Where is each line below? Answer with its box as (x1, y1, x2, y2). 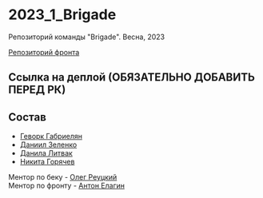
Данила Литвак (19, 148, 74, 158)
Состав (8, 110, 46, 124)
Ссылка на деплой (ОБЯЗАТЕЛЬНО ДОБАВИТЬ (8, 70, 256, 85)
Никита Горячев (19, 157, 75, 167)
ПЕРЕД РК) (8, 83, 66, 97)
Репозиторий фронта (8, 47, 80, 57)
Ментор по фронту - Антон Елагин (8, 181, 126, 191)
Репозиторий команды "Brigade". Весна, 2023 (8, 32, 165, 42)
